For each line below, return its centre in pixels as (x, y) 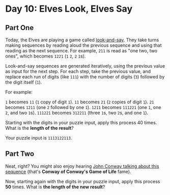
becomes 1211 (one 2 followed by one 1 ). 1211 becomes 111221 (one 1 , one (83, 107)
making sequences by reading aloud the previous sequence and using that (83, 45)
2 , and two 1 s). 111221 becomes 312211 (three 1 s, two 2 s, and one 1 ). (77, 113)
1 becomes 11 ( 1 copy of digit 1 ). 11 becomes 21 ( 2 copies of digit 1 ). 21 (80, 102)
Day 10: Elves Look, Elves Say (69, 9)
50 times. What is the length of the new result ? (55, 187)
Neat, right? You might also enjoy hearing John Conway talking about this (82, 166)
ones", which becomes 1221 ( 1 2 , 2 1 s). (46, 56)
